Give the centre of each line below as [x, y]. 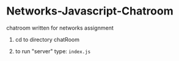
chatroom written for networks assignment [60, 28]
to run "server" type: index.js [53, 51]
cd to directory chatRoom [47, 39]
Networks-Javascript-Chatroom [90, 11]
